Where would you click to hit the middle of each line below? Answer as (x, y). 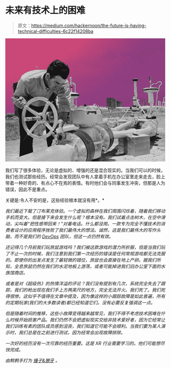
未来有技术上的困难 (45, 10)
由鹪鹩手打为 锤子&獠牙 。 (32, 361)
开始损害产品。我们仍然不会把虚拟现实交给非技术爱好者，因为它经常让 (92, 320)
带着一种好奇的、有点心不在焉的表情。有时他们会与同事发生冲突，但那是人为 (85, 183)
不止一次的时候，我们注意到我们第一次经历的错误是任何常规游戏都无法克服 (87, 254)
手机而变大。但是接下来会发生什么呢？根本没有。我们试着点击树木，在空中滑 (85, 217)
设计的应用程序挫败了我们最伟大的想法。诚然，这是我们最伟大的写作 (85, 230)
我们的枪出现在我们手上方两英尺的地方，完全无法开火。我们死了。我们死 (90, 290)
